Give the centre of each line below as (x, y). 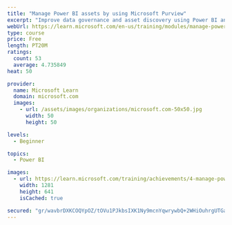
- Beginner (29, 141)
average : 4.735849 (40, 65)
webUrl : (18, 26)
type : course (26, 33)
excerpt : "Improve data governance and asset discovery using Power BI (112, 20)
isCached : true (41, 198)
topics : (18, 154)
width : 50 (39, 116)
